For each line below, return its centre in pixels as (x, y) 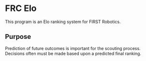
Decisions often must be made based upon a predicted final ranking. (73, 53)
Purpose (18, 37)
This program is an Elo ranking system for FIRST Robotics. (63, 22)
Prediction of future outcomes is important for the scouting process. (73, 48)
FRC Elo (21, 8)
